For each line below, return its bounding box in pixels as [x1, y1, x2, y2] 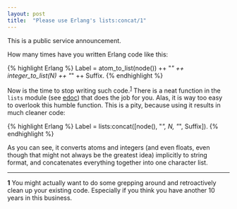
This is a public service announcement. [7, 36, 121, 44]
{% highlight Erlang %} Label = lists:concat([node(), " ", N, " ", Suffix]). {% [7, 122, 219, 131]
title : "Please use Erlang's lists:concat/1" [7, 17, 147, 24]
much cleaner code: [7, 109, 66, 117]
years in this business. [7, 193, 73, 202]
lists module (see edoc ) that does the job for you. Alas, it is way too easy [7, 93, 223, 102]
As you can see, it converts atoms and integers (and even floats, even [7, 143, 210, 152]
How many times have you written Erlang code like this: [7, 50, 169, 59]
